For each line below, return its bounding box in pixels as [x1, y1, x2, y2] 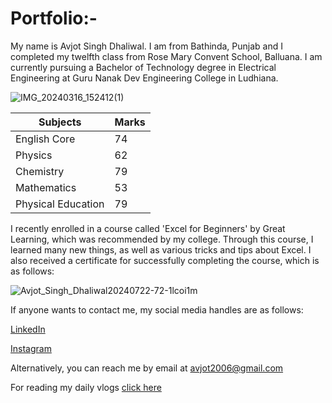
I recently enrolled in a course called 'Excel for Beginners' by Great [10, 222, 286, 234]
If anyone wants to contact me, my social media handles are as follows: [10, 303, 304, 316]
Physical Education [15, 197, 105, 211]
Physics [15, 148, 53, 162]
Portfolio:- [10, 7, 98, 30]
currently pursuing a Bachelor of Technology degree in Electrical [10, 61, 277, 73]
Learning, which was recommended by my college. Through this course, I [10, 233, 314, 245]
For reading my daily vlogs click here [10, 381, 162, 393]
